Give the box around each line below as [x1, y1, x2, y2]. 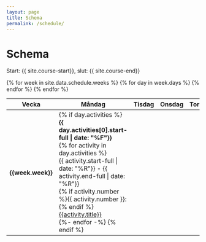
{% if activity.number [58, 187, 120, 196]
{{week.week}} [9, 168, 53, 177]
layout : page [6, 9, 40, 15]
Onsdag [160, 100, 184, 109]
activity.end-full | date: [58, 172, 126, 181]
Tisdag [133, 100, 154, 109]
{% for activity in [58, 141, 107, 150]
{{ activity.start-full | [58, 157, 118, 165]
